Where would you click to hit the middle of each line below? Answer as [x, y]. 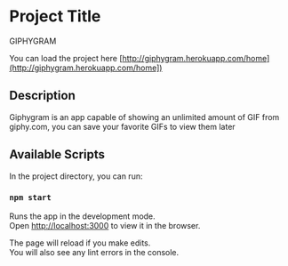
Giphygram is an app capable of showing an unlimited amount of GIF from [144, 117]
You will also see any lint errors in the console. [94, 252]
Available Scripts [57, 154]
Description [42, 96]
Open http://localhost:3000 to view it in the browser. [105, 225]
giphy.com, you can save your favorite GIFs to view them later [122, 126]
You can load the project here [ [66, 58]
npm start [30, 198]
